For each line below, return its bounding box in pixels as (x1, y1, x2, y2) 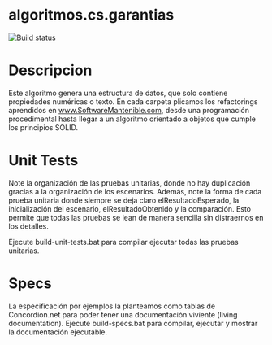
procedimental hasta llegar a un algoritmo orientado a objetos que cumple (8, 114, 256, 124)
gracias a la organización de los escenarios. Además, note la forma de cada (8, 186, 262, 196)
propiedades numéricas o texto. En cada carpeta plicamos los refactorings (8, 96, 258, 107)
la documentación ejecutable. (8, 327, 108, 337)
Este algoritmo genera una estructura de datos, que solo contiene (8, 88, 228, 98)
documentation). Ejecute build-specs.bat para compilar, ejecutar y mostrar (8, 318, 258, 328)
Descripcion (8, 61, 93, 80)
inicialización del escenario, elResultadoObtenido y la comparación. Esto (8, 203, 252, 213)
